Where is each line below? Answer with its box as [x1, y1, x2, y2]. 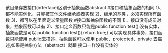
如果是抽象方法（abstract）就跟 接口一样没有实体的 [11, 42, 118, 48]
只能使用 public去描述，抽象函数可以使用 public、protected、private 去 [9, 36, 158, 42]
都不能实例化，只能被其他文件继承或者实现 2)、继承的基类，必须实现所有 [5, 11, 157, 17]
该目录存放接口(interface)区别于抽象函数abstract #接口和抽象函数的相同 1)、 [5, 5, 164, 10]
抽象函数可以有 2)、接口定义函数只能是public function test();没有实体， [14, 23, 162, 29]
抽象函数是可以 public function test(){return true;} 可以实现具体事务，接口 [5, 30, 158, 35]
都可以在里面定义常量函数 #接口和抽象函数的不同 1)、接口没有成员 [19, 17, 157, 23]
